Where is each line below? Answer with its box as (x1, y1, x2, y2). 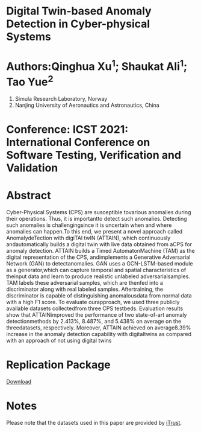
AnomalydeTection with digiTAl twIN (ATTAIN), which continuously (6, 234, 171, 241)
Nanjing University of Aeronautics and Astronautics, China (14, 101, 159, 109)
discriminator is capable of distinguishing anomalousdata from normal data (6, 291, 192, 299)
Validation (6, 161, 58, 174)
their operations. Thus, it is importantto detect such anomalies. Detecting (6, 215, 188, 222)
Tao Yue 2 (6, 72, 54, 89)
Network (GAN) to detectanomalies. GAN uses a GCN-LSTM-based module (6, 259, 193, 267)
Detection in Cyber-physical (6, 17, 150, 31)
